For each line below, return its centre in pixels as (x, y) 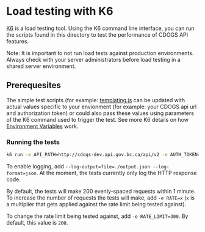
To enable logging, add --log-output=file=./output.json (78, 166)
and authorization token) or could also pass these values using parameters (100, 113)
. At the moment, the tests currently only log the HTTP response (117, 173)
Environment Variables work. (42, 126)
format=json (21, 173)
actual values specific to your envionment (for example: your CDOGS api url (102, 107)
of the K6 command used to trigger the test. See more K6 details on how (98, 119)
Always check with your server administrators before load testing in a (94, 59)
